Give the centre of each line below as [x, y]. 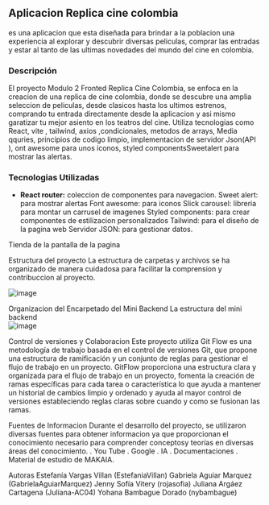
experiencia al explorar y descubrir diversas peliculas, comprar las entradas [134, 41]
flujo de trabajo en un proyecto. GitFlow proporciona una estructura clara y [132, 367]
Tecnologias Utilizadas [54, 178]
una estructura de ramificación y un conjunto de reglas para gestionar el [128, 358]
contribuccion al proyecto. [52, 278]
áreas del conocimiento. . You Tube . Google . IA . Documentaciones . [123, 451]
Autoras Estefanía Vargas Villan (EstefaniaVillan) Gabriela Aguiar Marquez [130, 475]
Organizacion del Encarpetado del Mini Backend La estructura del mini [125, 308]
